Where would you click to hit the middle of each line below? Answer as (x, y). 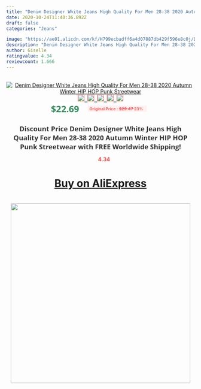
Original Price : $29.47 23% (116, 108)
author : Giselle (26, 51)
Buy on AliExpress (100, 184)
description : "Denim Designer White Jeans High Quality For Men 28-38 (96, 45)
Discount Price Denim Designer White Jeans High (100, 129)
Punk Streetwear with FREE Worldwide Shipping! (100, 147)
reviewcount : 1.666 (31, 61)
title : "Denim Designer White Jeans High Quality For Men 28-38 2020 (95, 12)
